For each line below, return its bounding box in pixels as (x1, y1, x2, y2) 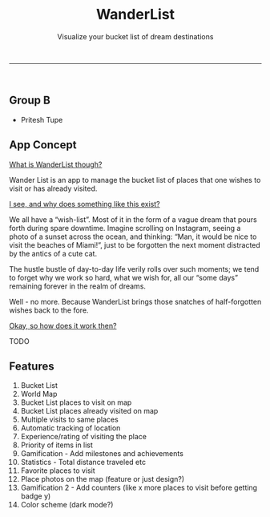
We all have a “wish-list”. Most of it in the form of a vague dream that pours (9, 214, 257, 224)
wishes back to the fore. (9, 305, 89, 315)
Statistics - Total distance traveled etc (20, 458, 147, 467)
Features (9, 359, 54, 373)
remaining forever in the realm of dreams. (9, 281, 147, 291)
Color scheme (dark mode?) (20, 500, 114, 510)
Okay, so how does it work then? (9, 321, 117, 330)
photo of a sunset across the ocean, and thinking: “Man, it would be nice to (9, 232, 257, 241)
